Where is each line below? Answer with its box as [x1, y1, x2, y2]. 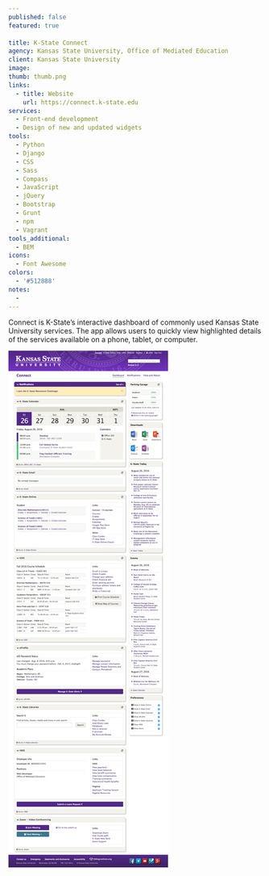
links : [8, 81, 31, 89]
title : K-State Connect [8, 39, 89, 47]
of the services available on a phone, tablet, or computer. [8, 334, 198, 344]
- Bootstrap [15, 200, 56, 209]
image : [8, 65, 31, 73]
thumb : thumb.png [8, 73, 67, 81]
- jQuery [15, 192, 45, 200]
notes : [8, 285, 31, 294]
